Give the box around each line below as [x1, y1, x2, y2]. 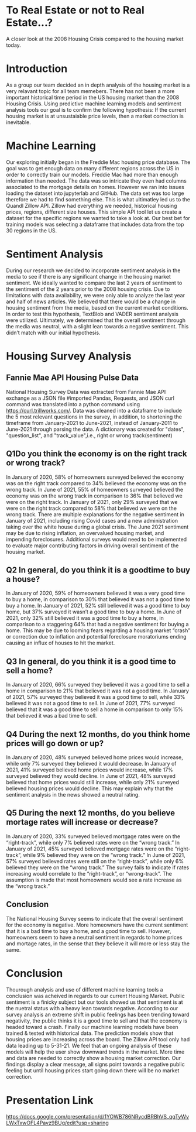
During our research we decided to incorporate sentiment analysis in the [6, 267, 181, 274]
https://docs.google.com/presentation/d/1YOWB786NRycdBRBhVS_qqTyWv [6, 1113, 189, 1120]
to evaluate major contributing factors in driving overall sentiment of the [6, 542, 179, 549]
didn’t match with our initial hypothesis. [6, 329, 101, 336]
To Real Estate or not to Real [6, 4, 145, 17]
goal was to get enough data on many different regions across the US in [6, 164, 180, 171]
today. [6, 42, 22, 49]
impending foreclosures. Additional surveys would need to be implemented [6, 536, 187, 543]
